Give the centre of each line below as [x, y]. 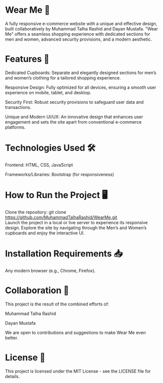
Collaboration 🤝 [37, 290]
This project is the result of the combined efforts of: [57, 304]
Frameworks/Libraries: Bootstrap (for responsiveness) [59, 174]
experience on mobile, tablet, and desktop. [48, 92]
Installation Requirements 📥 [64, 253]
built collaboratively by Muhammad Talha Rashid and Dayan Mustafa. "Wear [81, 28]
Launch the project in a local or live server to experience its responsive [77, 222]
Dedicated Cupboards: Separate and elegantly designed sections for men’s [81, 73]
